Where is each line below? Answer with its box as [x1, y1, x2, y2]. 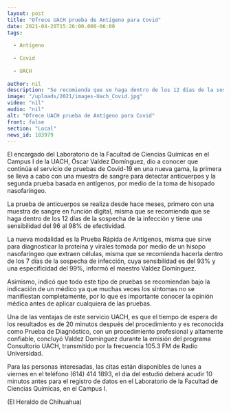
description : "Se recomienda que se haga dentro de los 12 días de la [7, 87, 214, 93]
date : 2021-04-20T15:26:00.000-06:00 [7, 23, 115, 30]
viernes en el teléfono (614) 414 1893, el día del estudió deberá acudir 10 [7, 370, 213, 378]
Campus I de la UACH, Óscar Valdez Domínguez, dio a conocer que [7, 157, 199, 165]
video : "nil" [7, 100, 45, 106]
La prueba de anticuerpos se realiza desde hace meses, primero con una [7, 200, 214, 208]
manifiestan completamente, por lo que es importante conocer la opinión [7, 293, 214, 301]
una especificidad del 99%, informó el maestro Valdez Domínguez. [7, 264, 197, 273]
